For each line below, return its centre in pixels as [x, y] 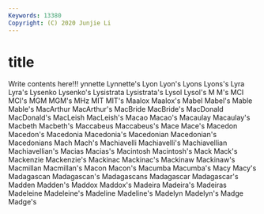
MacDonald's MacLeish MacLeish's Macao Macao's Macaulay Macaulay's [129, 118]
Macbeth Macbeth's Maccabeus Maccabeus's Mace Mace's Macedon [123, 126]
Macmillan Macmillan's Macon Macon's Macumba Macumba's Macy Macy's [132, 168]
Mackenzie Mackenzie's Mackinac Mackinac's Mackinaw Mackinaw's [122, 160]
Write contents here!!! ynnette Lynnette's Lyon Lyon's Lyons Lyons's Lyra [126, 84]
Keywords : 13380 [35, 15]
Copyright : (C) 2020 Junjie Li [60, 23]
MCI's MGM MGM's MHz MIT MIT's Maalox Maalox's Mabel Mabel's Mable [130, 101]
